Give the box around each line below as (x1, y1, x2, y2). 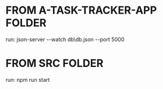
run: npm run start (5, 76, 50, 83)
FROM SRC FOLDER (5, 57, 104, 70)
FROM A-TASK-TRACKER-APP (5, 4, 157, 17)
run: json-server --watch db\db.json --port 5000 (5, 36, 125, 43)
